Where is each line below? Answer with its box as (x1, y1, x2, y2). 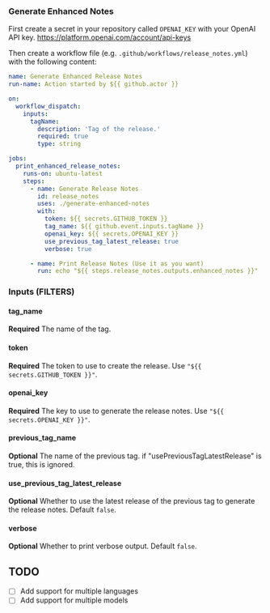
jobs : (8, 155, 27, 163)
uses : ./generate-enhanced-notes (37, 200, 150, 208)
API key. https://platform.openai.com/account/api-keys (8, 32, 192, 42)
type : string (37, 140, 82, 148)
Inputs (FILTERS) (8, 286, 75, 297)
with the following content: (8, 57, 97, 66)
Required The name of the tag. (8, 324, 112, 334)
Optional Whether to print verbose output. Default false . (8, 541, 197, 551)
